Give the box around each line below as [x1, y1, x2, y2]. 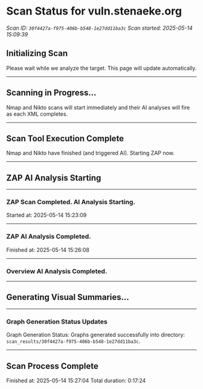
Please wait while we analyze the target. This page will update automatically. [6, 64, 197, 71]
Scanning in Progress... [6, 88, 97, 98]
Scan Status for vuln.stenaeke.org [6, 4, 182, 18]
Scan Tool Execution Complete [6, 133, 124, 144]
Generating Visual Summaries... [6, 292, 130, 302]
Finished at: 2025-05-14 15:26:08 [6, 246, 89, 253]
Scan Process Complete [6, 361, 98, 371]
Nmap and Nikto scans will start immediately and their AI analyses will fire [6, 104, 190, 111]
